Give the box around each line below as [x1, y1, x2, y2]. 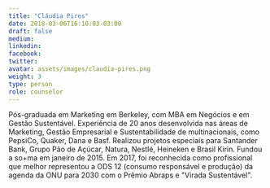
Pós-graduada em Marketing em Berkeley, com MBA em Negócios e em [8, 110, 250, 120]
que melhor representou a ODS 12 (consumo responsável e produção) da [8, 162, 254, 172]
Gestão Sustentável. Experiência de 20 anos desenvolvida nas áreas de [8, 119, 248, 129]
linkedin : [8, 42, 42, 50]
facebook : [8, 50, 42, 58]
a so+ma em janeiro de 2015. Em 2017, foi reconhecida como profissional [8, 153, 253, 163]
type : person [8, 80, 53, 88]
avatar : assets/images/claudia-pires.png [8, 65, 151, 73]
